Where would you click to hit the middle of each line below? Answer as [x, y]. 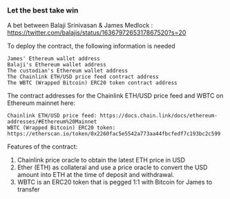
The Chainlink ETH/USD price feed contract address [83, 77]
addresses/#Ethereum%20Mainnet [52, 122]
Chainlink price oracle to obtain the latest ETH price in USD [101, 160]
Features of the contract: [42, 146]
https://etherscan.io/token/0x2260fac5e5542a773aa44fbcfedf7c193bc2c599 [114, 134]
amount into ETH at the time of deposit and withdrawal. [96, 175]
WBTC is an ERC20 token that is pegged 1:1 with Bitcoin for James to [115, 182]
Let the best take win [43, 10]
